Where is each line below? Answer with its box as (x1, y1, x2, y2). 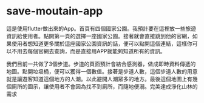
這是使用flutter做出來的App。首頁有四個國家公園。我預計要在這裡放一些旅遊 (6, 25, 197, 32)
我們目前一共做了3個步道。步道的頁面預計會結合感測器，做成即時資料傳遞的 (6, 60, 196, 67)
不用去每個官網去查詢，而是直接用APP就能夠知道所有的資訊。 (11, 47, 166, 55)
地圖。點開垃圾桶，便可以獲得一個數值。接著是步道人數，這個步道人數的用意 (6, 67, 198, 75)
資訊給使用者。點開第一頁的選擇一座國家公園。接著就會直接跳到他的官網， (6, 32, 192, 40)
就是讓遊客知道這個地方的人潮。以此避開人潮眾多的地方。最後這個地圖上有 (6, 75, 192, 83)
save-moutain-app (6, 4, 103, 18)
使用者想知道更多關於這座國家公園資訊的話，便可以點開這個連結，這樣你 (11, 40, 192, 47)
